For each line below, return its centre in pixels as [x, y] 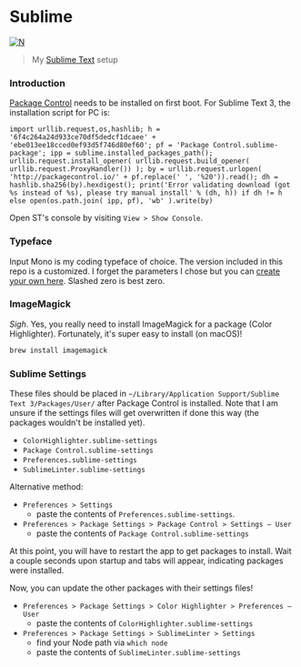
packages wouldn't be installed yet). [77, 422]
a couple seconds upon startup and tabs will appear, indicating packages [146, 561]
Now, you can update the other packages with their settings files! [131, 588]
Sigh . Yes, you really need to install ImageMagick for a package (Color [141, 324]
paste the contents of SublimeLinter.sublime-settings [138, 652]
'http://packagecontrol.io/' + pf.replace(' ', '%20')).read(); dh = [144, 177]
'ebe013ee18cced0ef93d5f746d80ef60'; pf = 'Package [109, 146]
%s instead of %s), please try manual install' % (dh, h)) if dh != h [146, 193]
